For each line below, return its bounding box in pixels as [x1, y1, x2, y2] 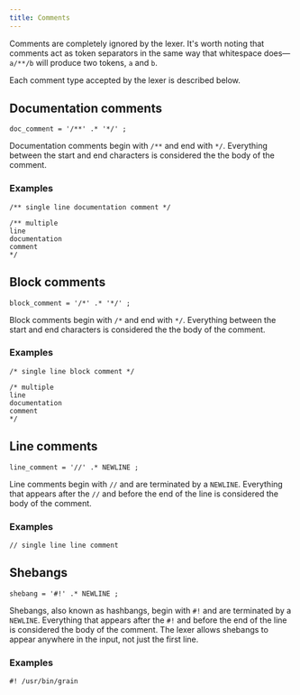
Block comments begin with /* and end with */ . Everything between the [9, 314, 277, 325]
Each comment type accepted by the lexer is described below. [9, 74, 241, 86]
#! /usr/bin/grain [9, 677, 78, 686]
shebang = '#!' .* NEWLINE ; [9, 588, 119, 598]
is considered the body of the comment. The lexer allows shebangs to [9, 624, 268, 635]
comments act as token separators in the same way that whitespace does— [9, 47, 291, 59]
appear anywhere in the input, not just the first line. [9, 634, 199, 644]
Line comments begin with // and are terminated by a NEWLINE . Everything [9, 478, 284, 489]
